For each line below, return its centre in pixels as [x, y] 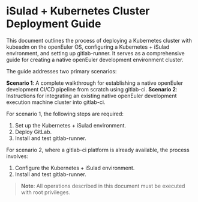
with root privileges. [46, 192]
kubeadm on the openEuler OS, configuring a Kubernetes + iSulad [88, 47]
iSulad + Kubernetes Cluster [78, 11]
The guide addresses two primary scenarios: [61, 71]
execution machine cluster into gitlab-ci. [56, 102]
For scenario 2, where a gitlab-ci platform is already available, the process [98, 150]
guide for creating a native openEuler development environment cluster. [95, 60]
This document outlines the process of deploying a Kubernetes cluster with [99, 40]
